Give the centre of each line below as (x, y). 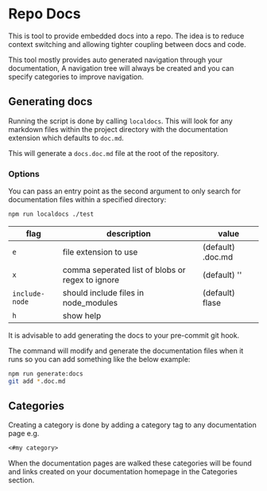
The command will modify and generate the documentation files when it (126, 350)
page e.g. (24, 434)
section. (21, 480)
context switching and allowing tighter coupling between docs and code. (127, 44)
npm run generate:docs (46, 374)
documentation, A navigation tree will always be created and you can (121, 68)
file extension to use (100, 251)
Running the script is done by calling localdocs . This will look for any (120, 121)
